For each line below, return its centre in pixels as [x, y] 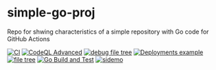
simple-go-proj [51, 13]
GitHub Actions [28, 38]
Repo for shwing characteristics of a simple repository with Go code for [108, 32]
